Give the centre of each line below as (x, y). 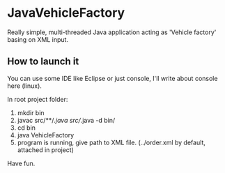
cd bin (26, 128)
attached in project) (46, 150)
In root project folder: (38, 99)
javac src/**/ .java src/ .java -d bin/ (66, 120)
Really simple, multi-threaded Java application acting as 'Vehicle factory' (112, 32)
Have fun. (21, 163)
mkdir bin (31, 112)
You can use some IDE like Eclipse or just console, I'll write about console (113, 78)
